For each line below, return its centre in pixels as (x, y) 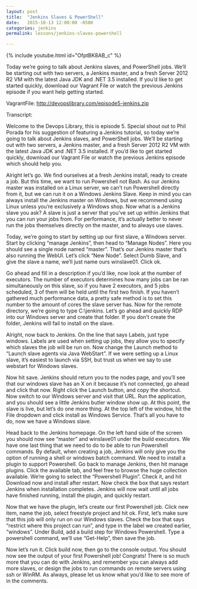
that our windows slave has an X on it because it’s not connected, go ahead (98, 384)
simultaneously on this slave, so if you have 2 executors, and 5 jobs (88, 286)
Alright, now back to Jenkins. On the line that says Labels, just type (87, 335)
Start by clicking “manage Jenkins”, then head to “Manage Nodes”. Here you (99, 243)
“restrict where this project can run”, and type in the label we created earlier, (98, 526)
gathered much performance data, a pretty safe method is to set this (89, 298)
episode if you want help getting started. (55, 92)
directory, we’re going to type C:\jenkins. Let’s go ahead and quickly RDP (94, 311)
